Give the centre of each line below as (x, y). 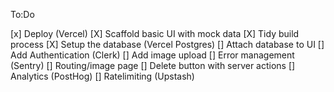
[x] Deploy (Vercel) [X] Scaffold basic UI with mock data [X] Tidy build (155, 33)
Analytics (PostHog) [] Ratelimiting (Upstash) (102, 76)
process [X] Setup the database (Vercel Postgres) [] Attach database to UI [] (167, 44)
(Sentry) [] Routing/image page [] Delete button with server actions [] (153, 65)
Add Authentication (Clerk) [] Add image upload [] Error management (152, 55)
